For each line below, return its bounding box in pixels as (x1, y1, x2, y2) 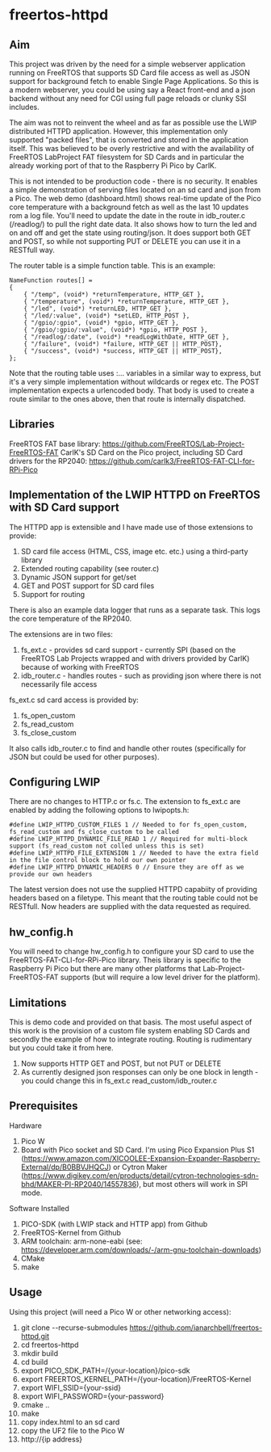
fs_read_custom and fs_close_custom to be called (9, 828, 180, 836)
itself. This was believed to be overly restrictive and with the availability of (9, 144, 255, 153)
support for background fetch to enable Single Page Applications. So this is (9, 77, 259, 86)
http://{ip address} (20, 1434, 83, 1444)
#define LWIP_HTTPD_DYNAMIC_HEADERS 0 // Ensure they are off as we (9, 863, 244, 872)
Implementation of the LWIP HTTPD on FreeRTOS (9, 488, 261, 502)
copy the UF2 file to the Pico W (20, 1425, 125, 1435)
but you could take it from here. (9, 1043, 114, 1053)
